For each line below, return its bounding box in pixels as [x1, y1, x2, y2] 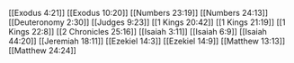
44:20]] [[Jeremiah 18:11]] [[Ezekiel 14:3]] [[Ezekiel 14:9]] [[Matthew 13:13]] [8, 35, 286, 46]
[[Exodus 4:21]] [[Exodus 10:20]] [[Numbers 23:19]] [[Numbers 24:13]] [8, 8, 269, 18]
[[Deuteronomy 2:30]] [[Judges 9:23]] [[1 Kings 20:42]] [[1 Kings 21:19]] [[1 [8, 17, 286, 28]
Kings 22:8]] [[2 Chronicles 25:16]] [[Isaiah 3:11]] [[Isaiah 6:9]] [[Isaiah [8, 27, 267, 36]
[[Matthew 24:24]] [8, 45, 77, 56]
